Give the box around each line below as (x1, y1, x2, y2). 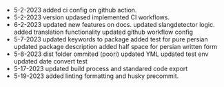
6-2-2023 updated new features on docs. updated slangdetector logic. (13, 21, 215, 28)
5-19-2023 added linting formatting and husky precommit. (13, 72, 179, 80)
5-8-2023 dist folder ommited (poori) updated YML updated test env (13, 50, 209, 58)
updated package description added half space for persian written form (13, 43, 218, 50)
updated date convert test (13, 57, 88, 65)
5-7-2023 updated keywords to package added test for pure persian (13, 35, 208, 43)
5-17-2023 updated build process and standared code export (13, 65, 188, 72)
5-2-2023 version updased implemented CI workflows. (13, 13, 170, 21)
